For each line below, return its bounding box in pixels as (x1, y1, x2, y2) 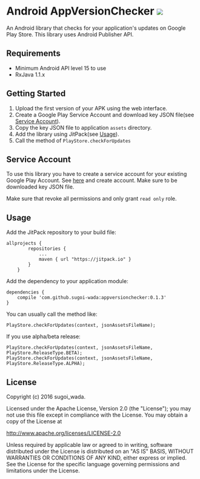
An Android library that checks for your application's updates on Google (6, 24, 186, 32)
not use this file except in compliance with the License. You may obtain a (6, 411, 188, 418)
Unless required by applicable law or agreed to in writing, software (6, 441, 173, 448)
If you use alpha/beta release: (6, 333, 81, 340)
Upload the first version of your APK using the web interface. (15, 104, 168, 112)
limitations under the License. (6, 467, 80, 474)
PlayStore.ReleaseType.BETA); (6, 350, 83, 356)
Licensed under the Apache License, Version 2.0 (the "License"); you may (6, 405, 192, 412)
